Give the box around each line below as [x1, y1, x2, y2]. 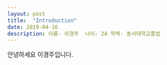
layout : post [7, 10, 46, 18]
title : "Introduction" [7, 17, 78, 24]
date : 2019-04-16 [7, 23, 58, 30]
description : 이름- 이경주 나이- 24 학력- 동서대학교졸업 [7, 30, 161, 37]
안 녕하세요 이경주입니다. [7, 50, 74, 59]
